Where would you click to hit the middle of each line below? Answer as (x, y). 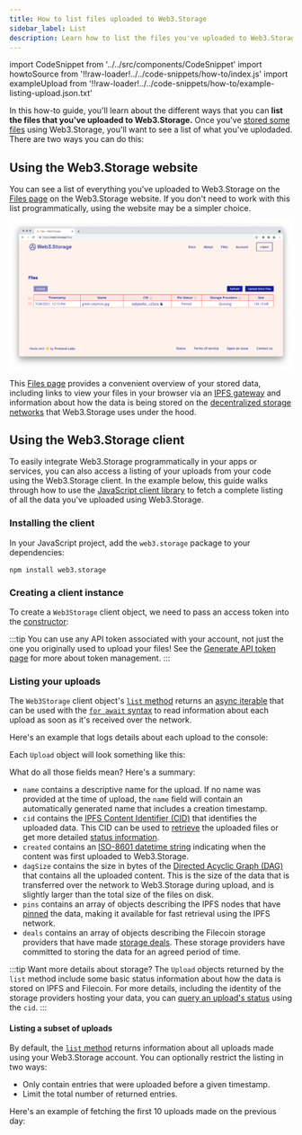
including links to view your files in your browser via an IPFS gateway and (145, 393)
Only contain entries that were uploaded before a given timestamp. (146, 1085)
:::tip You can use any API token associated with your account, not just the (147, 639)
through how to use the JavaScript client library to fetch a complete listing (146, 491)
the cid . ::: (28, 1007)
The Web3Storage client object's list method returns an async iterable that (147, 701)
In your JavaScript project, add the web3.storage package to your (130, 543)
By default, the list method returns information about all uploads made (142, 1048)
